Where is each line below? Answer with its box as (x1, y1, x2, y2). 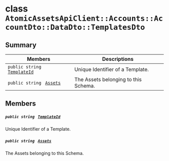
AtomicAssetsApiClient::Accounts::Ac (5, 14, 163, 23)
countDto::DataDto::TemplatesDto (5, 23, 145, 32)
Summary (5, 41, 37, 49)
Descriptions (102, 56, 134, 62)
